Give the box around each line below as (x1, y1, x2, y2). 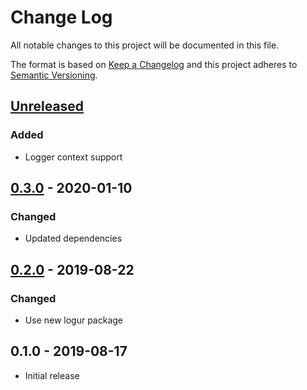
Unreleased (10, 98, 85, 115)
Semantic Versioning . (10, 69, 98, 81)
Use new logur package (24, 314, 123, 326)
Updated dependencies (24, 232, 123, 245)
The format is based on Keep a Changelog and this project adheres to (10, 58, 298, 70)
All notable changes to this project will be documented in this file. (10, 39, 280, 51)
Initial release (24, 369, 80, 381)
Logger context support (24, 151, 123, 163)
